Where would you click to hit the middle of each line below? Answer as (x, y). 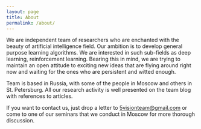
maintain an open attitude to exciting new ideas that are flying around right (99, 65)
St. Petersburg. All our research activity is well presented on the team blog (99, 90)
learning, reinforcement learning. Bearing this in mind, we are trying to (94, 59)
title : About (23, 17)
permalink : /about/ (31, 23)
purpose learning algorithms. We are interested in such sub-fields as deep (99, 53)
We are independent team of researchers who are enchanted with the (93, 40)
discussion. (21, 121)
